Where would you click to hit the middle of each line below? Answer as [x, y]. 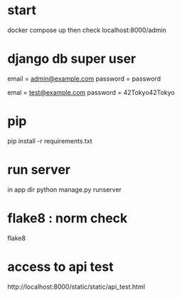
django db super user [72, 59]
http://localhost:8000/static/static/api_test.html [76, 287]
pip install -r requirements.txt [50, 140]
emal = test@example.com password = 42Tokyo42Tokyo [91, 92]
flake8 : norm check [68, 218]
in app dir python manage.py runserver [65, 189]
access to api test [60, 267]
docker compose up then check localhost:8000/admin [87, 30]
